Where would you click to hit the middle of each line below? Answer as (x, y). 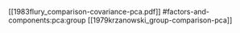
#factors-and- (186, 12)
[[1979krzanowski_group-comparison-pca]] (160, 20)
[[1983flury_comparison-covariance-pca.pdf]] (85, 12)
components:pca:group (47, 20)
